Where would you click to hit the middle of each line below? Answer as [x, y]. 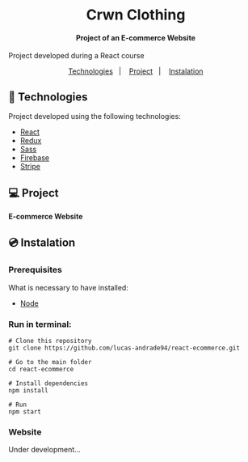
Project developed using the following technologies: [95, 117]
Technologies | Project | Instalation [136, 71]
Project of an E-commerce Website [136, 37]
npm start [25, 412]
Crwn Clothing [136, 15]
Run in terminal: [40, 324]
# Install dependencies [48, 384]
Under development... [44, 450]
